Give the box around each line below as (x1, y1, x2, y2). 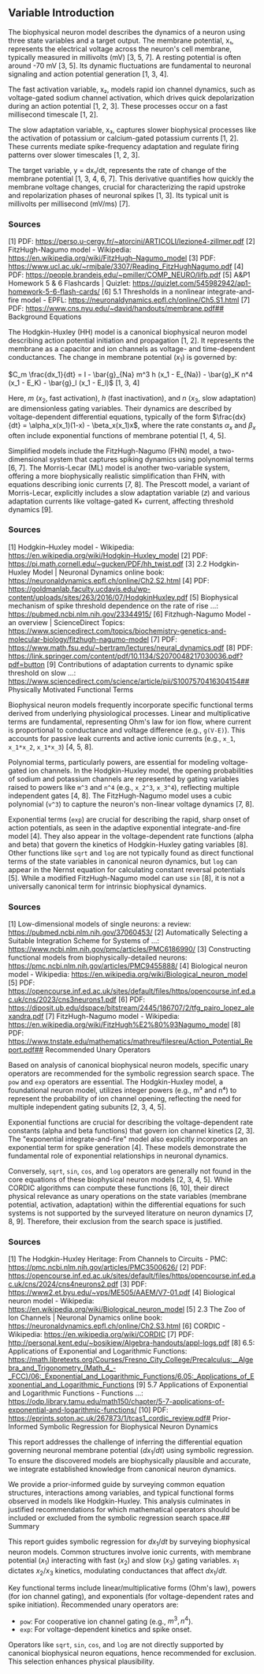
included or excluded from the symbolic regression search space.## (8, 1513, 230, 1522)
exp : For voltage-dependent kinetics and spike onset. (19, 1625, 192, 1635)
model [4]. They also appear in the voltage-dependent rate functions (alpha (8, 831, 254, 841)
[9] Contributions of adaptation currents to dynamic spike (46, 659, 234, 669)
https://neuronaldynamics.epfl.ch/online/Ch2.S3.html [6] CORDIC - (8, 1321, 226, 1331)
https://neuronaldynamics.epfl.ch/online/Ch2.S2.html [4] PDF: (8, 575, 210, 585)
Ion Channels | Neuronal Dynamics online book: (8, 1313, 163, 1323)
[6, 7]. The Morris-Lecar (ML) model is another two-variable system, (8, 463, 230, 472)
